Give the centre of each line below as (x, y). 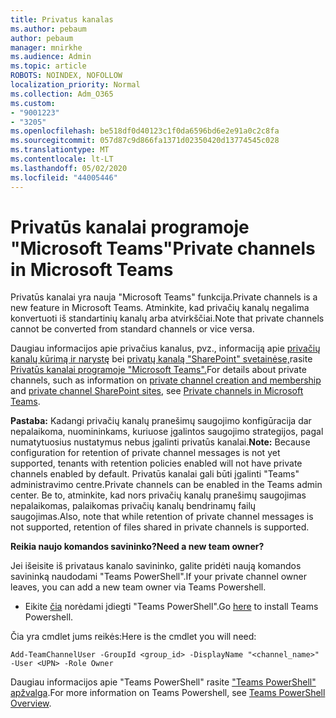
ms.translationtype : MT (60, 150)
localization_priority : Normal (75, 85)
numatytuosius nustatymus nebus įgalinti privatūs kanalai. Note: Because (160, 442)
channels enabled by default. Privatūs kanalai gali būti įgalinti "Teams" (155, 474)
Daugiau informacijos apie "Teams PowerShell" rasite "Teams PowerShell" (163, 682)
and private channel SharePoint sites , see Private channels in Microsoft (157, 391)
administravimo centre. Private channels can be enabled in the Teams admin (166, 485)
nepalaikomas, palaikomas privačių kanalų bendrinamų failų (133, 506)
